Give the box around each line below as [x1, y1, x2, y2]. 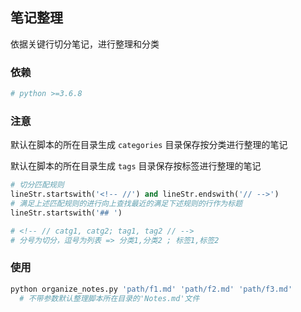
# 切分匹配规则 [10, 180, 65, 190]
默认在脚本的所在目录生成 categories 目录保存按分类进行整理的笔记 [10, 139, 288, 151]
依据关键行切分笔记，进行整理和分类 [10, 38, 160, 50]
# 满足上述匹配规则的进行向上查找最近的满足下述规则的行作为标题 [10, 199, 243, 209]
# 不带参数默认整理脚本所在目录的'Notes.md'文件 [19, 293, 200, 303]
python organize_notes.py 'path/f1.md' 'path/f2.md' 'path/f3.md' [10, 284, 293, 294]
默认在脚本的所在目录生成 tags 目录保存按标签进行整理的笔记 [10, 160, 262, 172]
